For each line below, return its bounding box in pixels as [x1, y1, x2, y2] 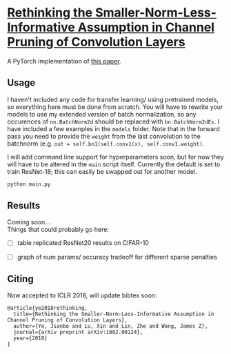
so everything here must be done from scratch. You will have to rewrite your [7, 102, 223, 111]
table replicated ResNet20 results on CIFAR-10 [17, 239, 150, 247]
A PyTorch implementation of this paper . [7, 57, 121, 65]
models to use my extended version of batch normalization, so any [7, 110, 197, 118]
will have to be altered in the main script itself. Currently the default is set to [7, 160, 221, 168]
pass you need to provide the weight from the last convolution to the [7, 132, 201, 140]
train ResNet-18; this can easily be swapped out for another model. [7, 167, 197, 175]
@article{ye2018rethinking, [7, 305, 88, 312]
